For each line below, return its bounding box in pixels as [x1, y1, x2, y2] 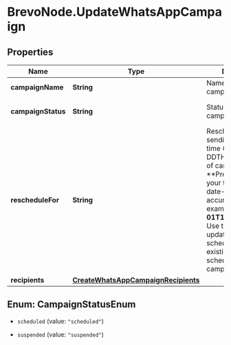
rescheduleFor [10, 196, 60, 205]
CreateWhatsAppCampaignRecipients [71, 275, 200, 284]
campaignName [10, 83, 64, 92]
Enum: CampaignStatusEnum [7, 299, 136, 311]
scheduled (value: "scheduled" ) [16, 317, 104, 325]
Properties [7, 46, 54, 58]
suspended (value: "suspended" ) [16, 330, 104, 338]
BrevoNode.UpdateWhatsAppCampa [7, 4, 222, 20]
